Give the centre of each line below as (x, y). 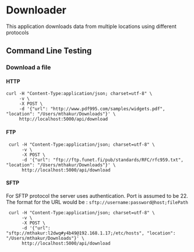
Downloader (36, 10)
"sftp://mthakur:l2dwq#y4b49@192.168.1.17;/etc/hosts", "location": (91, 233)
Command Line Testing (49, 51)
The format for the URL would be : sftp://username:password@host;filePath (97, 202)
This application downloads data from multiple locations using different (91, 26)
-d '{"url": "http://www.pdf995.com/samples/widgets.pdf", (92, 109)
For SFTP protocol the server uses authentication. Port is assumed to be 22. (97, 195)
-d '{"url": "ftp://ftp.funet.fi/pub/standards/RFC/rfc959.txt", (102, 160)
